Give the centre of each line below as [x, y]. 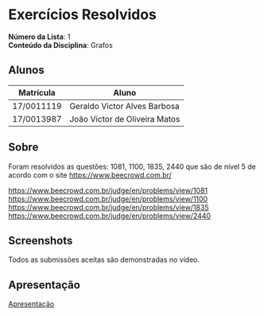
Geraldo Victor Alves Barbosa [125, 106]
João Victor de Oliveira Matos [125, 119]
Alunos [27, 70]
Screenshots [41, 240]
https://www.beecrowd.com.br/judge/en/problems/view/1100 [108, 199]
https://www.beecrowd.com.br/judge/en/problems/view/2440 [110, 216]
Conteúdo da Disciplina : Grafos [60, 45]
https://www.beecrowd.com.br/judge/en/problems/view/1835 [109, 207]
